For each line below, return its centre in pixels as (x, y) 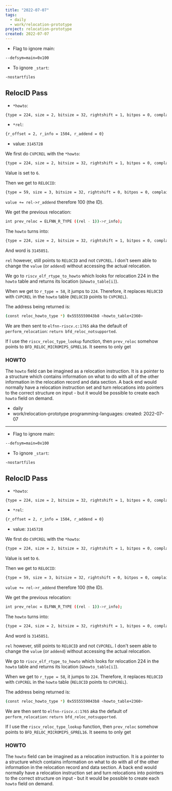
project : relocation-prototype (39, 29)
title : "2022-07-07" (27, 10)
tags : (11, 15)
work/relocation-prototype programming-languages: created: (77, 413)
